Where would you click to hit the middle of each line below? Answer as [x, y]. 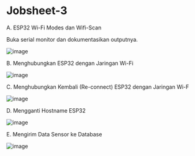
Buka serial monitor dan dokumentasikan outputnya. [72, 39]
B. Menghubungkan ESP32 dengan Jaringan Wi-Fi [70, 63]
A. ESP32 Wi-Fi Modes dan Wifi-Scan [54, 28]
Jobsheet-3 [37, 11]
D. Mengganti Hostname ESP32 [46, 110]
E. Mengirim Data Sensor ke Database [54, 134]
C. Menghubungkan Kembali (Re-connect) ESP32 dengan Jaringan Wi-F [98, 87]
